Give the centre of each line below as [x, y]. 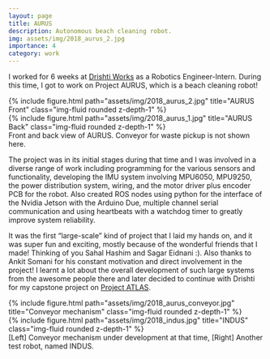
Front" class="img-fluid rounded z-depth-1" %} [88, 109]
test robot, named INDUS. [51, 346]
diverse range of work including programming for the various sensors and [132, 168]
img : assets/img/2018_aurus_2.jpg [67, 38]
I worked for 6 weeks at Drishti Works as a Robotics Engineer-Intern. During [135, 77]
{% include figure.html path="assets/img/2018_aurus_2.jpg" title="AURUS [132, 101]
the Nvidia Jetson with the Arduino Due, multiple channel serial [114, 203]
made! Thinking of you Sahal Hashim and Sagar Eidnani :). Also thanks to [130, 253]
